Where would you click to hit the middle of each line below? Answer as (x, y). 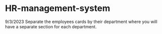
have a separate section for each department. (51, 26)
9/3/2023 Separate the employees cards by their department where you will (81, 22)
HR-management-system (58, 8)
